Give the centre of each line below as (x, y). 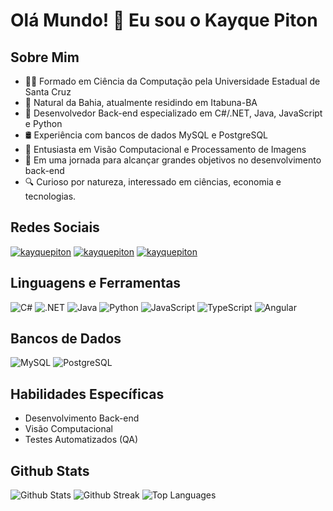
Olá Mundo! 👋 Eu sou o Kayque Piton (164, 20)
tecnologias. (50, 196)
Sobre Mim (45, 57)
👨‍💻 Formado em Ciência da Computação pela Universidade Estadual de (172, 81)
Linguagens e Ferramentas (96, 283)
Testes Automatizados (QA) (81, 440)
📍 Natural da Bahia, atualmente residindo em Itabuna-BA (141, 102)
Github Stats (50, 470)
